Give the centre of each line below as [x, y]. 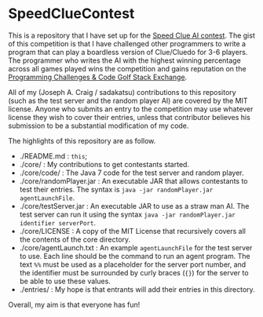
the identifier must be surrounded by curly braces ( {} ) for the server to [134, 272]
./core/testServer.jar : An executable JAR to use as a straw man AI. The [134, 206]
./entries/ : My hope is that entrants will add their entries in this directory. [137, 289]
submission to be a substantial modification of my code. [99, 126]
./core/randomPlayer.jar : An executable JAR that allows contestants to [133, 180]
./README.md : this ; [53, 156]
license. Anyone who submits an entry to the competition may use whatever [131, 109]
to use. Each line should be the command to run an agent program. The [135, 256]
